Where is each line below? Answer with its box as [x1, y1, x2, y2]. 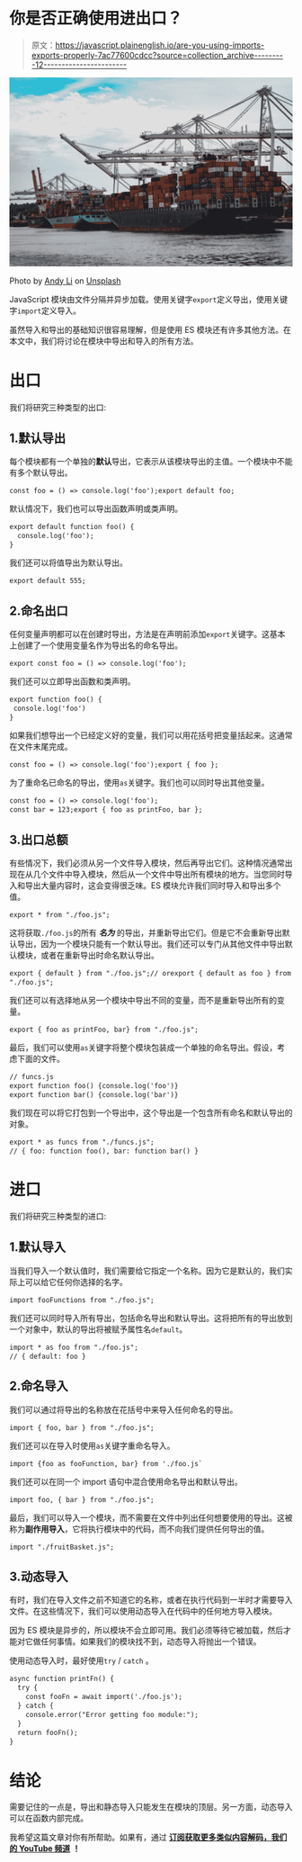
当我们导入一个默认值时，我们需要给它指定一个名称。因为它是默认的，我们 [9, 1265, 285, 1276]
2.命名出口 [9, 603, 69, 618]
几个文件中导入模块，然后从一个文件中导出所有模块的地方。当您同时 [32, 868, 285, 879]
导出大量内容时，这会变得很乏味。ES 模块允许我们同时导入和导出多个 [24, 879, 281, 891]
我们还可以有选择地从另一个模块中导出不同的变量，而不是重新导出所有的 [9, 994, 277, 1005]
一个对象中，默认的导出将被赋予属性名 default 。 [9, 1324, 188, 1335]
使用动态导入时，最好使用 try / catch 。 [9, 1655, 155, 1666]
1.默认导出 [9, 430, 67, 445]
